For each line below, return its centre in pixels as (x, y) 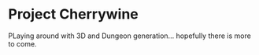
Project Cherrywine (74, 14)
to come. (22, 43)
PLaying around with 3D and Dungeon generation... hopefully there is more (130, 36)
